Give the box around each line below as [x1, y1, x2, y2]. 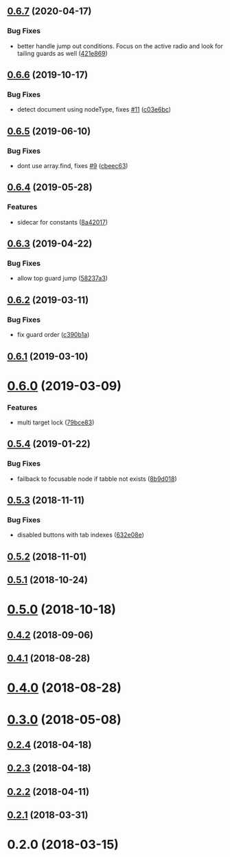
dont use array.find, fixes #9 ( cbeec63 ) [16, 162, 128, 170]
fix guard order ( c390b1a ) [16, 331, 90, 339]
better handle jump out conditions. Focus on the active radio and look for [16, 41, 223, 50]
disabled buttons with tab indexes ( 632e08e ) [16, 530, 144, 539]
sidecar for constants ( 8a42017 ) [16, 218, 108, 226]
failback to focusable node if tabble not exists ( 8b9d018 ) [16, 475, 177, 483]
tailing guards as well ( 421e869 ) [16, 49, 108, 57]
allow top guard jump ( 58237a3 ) [16, 274, 108, 282]
